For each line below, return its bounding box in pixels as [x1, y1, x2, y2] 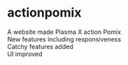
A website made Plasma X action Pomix [7, 28, 121, 36]
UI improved [7, 50, 43, 58]
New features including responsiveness [7, 35, 121, 43]
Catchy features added [7, 42, 73, 50]
